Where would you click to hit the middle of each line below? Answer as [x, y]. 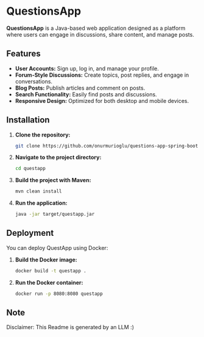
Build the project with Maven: [53, 180]
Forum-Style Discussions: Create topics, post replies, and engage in [102, 75]
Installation [28, 120]
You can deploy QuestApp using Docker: [57, 247]
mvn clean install [38, 191]
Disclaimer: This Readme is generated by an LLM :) [70, 327]
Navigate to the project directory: [58, 157]
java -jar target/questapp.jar [55, 215]
